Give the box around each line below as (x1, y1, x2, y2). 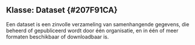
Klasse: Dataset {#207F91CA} (6, 5, 118, 15)
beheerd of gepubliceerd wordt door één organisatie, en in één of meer (6, 27, 179, 34)
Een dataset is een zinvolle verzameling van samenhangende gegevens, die (6, 20, 190, 27)
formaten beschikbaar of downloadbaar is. (6, 33, 109, 40)
